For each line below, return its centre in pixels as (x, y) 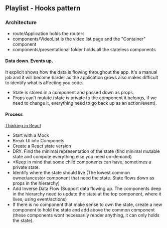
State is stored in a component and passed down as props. (73, 92)
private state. (26, 167)
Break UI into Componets (38, 141)
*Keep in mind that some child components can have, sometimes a (82, 162)
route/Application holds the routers (48, 33)
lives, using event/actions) (40, 199)
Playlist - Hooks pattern (43, 8)
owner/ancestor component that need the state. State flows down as (83, 178)
